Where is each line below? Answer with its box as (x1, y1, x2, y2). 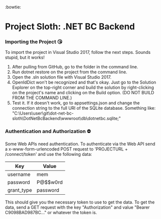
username (7, 171, 31, 178)
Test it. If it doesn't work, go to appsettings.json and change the (12, 100, 140, 106)
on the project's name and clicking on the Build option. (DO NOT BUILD (12, 90, 154, 96)
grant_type (7, 186, 32, 193)
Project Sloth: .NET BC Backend (5, 21, 135, 32)
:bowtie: (5, 4, 21, 10)
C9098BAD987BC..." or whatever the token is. (5, 209, 97, 215)
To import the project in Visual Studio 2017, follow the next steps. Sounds (5, 50, 151, 55)
